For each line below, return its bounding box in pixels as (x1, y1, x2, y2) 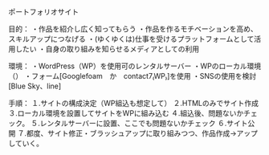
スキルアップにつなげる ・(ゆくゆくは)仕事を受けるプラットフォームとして (8, 35, 255, 43)
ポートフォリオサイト (8, 7, 79, 16)
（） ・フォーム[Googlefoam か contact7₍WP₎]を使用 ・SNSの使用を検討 (8, 71, 257, 80)
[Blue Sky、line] (8, 81, 62, 91)
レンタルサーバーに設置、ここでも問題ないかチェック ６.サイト (39, 119, 248, 128)
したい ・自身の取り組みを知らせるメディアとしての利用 (14, 44, 199, 54)
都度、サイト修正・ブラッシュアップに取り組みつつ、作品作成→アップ (26, 128, 259, 138)
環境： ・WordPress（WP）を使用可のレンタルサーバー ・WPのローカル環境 (8, 61, 262, 71)
